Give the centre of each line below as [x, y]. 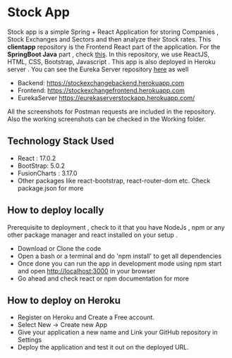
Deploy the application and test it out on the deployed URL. [103, 347]
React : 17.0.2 [37, 158]
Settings [30, 340]
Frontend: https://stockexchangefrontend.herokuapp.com [101, 90]
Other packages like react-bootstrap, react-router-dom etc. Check [114, 180]
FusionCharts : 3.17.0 [47, 173]
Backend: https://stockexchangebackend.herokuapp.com [101, 82]
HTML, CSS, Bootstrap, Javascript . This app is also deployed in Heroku [112, 61]
